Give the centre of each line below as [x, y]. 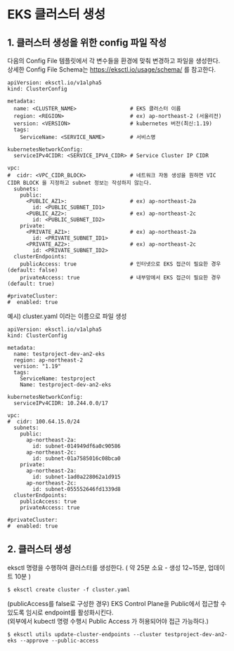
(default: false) [33, 270]
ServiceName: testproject [58, 379]
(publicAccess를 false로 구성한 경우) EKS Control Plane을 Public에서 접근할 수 [117, 603]
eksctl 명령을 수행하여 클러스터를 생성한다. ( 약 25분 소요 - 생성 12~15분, [107, 567]
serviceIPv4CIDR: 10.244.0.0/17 [61, 403]
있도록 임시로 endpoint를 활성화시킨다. [60, 612]
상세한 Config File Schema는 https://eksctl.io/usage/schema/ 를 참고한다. [112, 70]
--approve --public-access [59, 640]
